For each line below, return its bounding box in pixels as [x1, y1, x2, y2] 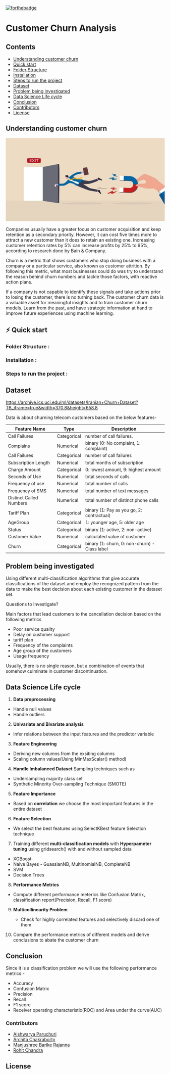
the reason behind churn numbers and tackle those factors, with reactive [6, 273, 157, 280]
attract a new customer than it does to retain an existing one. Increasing [6, 237, 155, 243]
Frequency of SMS [8, 488, 47, 494]
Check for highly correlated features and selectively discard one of [20, 916, 160, 922]
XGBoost [13, 856, 32, 862]
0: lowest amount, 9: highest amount [85, 466, 161, 473]
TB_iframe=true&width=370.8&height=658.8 [6, 405, 98, 411]
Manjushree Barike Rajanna [13, 1042, 70, 1048]
